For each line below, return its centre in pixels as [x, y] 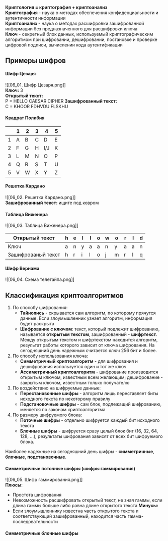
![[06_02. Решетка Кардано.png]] [40, 197]
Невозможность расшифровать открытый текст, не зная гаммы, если [87, 500]
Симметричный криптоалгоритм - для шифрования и [79, 361]
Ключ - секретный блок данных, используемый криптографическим [79, 34]
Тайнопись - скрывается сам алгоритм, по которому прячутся [88, 313]
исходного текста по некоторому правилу [65, 399]
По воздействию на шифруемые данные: [57, 388]
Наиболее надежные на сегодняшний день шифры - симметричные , [80, 452]
